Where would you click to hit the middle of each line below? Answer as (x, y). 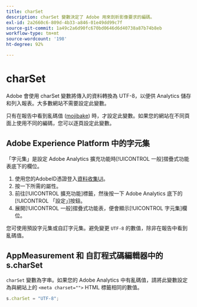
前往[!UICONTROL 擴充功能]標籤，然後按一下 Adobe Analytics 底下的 (98, 193)
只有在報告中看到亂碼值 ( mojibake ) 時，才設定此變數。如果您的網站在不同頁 (98, 115)
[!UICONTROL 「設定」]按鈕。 (50, 200)
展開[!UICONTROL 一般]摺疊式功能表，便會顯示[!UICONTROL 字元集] (98, 208)
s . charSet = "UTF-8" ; (33, 299)
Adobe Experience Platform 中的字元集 (78, 143)
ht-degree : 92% (25, 45)
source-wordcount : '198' (37, 39)
